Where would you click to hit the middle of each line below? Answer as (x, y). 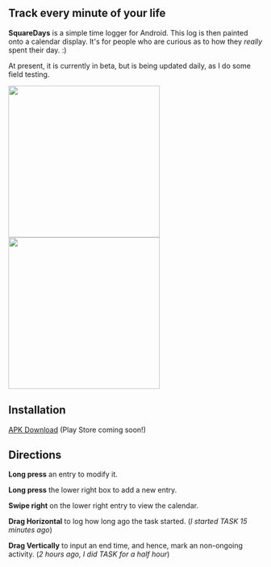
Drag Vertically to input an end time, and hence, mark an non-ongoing (126, 546)
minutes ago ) (30, 530)
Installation (37, 410)
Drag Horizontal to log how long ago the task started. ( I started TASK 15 (128, 522)
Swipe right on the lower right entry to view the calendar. (104, 506)
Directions (35, 455)
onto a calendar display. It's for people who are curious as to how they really (135, 41)
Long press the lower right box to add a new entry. (93, 490)
